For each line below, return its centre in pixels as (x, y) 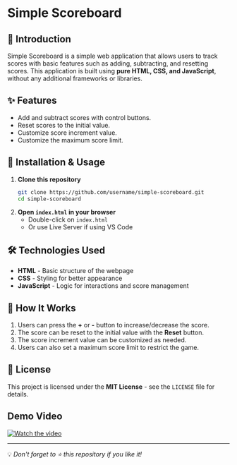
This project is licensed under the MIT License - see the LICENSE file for (111, 387)
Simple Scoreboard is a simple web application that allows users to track (113, 56)
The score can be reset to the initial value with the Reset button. (111, 332)
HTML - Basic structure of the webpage (75, 271)
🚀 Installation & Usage (56, 163)
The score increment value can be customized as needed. (102, 340)
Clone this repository (49, 179)
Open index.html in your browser (67, 212)
